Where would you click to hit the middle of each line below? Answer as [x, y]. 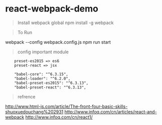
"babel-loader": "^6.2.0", [42, 78]
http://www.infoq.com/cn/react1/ [59, 117]
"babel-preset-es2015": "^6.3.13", [51, 83]
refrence [26, 96]
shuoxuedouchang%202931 [34, 111]
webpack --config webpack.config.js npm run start [58, 42]
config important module [43, 52]
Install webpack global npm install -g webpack [65, 23]
